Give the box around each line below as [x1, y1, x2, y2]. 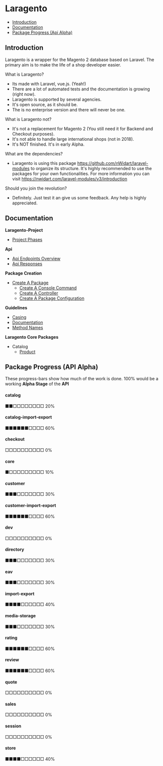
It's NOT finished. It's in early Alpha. [12, 141, 85, 147]
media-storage [5, 613, 36, 618]
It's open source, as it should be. [12, 101, 78, 108]
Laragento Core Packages [5, 334, 58, 340]
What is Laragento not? [5, 116, 52, 122]
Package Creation [5, 270, 42, 276]
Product [19, 349, 36, 354]
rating [5, 635, 18, 641]
